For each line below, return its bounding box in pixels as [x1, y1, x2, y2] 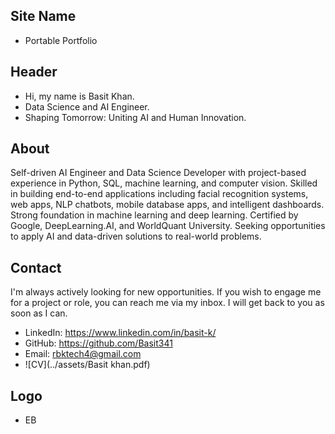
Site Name [10, 8, 77, 25]
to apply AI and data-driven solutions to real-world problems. [10, 230, 262, 243]
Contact [10, 259, 62, 276]
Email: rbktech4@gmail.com [24, 348, 142, 360]
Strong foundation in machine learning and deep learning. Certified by [10, 209, 299, 221]
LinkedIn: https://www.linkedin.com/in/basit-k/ [24, 327, 217, 339]
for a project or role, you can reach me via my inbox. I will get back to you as [10, 297, 325, 309]
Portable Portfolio [24, 34, 98, 46]
